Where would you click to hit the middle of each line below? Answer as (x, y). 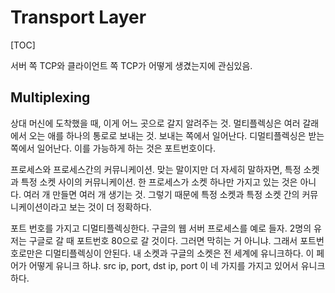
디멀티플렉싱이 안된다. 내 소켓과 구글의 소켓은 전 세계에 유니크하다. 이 (179, 253)
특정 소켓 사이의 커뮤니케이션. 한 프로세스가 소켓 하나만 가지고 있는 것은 (159, 182)
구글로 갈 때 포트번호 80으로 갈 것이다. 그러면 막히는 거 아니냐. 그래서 (163, 240)
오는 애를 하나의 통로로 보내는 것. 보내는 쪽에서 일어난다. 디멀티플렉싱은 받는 (176, 135)
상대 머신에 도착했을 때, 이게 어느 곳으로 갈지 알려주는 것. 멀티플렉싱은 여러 (155, 123)
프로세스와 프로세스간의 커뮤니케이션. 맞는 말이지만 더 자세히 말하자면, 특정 (156, 169)
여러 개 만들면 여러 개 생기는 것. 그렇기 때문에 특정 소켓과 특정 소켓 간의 (161, 194)
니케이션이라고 (39, 207)
